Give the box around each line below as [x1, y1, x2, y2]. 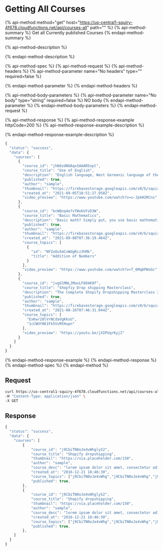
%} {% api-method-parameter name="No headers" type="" [22, 68, 142, 74]
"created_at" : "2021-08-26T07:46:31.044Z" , [22, 308, 112, 313]
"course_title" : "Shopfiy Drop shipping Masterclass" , [22, 285, 136, 290]
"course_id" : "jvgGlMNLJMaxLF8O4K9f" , [22, 281, 101, 286]
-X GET [5, 398, 18, 403]
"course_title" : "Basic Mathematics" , [22, 213, 101, 218]
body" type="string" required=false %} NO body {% [5, 97, 110, 103]
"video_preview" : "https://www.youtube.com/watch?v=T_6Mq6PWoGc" [22, 267, 158, 272]
